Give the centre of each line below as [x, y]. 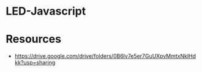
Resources [34, 39]
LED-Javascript [46, 11]
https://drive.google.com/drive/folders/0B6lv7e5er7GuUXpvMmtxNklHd [105, 56]
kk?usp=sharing [35, 63]
